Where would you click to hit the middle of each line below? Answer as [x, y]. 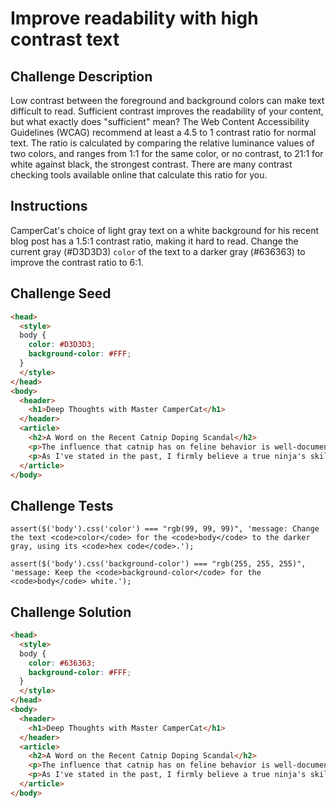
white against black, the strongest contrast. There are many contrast [151, 164]
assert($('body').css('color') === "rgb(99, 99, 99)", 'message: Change [165, 529]
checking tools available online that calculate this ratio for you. [139, 175]
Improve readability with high [134, 18]
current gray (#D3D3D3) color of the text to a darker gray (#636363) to [158, 251]
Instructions [49, 206]
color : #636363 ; [62, 663]
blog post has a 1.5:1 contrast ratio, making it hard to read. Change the [154, 241]
